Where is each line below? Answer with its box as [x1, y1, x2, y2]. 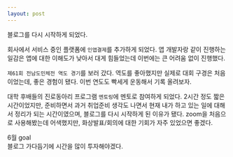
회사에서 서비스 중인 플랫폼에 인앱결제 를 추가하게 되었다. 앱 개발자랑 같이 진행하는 [7, 45, 226, 53]
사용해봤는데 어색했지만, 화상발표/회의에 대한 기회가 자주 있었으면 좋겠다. [14, 118, 213, 126]
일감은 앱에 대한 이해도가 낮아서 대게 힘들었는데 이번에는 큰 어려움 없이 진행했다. [7, 54, 226, 62]
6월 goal [7, 133, 31, 142]
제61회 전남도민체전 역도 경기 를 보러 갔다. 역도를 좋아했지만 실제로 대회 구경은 [7, 68, 213, 77]
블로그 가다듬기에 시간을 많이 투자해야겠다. [7, 142, 124, 150]
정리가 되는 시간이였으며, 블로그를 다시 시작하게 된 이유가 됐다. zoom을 [14, 110, 208, 118]
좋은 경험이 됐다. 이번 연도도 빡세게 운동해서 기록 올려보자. [33, 77, 192, 86]
